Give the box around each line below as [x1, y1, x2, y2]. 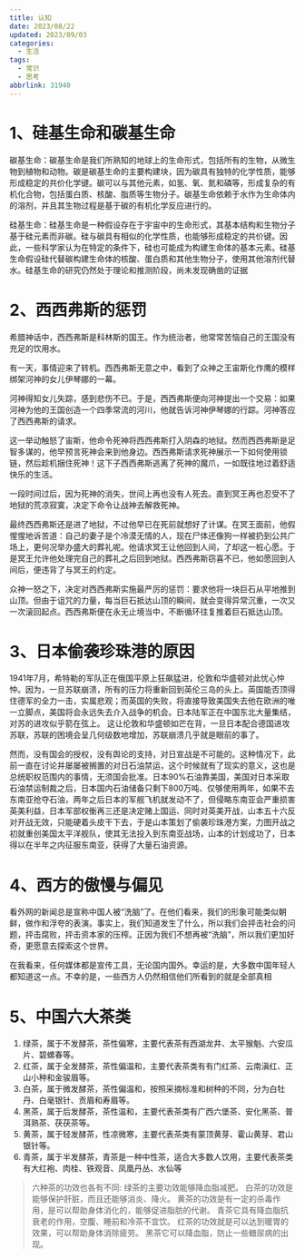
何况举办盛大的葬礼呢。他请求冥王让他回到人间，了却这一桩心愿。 [40, 541, 288, 552]
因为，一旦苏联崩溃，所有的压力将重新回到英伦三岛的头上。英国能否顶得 [25, 684, 296, 695]
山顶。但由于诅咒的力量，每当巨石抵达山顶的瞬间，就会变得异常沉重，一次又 [9, 595, 296, 605]
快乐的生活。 [9, 468, 57, 479]
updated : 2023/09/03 [9, 30, 88, 39]
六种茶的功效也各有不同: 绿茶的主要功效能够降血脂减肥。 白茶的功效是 [31, 1182, 293, 1194]
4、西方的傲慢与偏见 [9, 875, 163, 895]
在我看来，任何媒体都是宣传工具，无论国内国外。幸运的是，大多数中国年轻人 [9, 959, 296, 971]
